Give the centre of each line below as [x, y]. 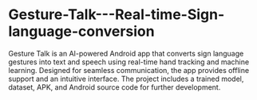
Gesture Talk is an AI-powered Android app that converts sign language [126, 53]
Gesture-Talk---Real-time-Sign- [117, 15]
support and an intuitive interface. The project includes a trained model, [126, 79]
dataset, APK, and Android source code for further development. [115, 87]
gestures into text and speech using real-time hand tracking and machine [129, 62]
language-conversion [81, 31]
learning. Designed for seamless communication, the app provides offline [129, 70]
